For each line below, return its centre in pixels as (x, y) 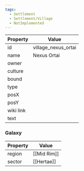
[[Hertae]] (45, 161)
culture (15, 71)
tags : (10, 9)
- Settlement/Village (31, 18)
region (15, 154)
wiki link (16, 110)
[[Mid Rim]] (46, 154)
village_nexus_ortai (55, 47)
